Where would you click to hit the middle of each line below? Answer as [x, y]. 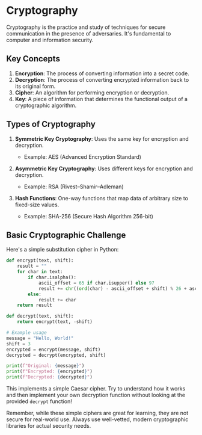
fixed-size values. [37, 205]
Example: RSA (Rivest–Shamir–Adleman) [74, 187]
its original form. [35, 86]
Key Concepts [33, 59]
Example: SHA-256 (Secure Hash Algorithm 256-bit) [88, 216]
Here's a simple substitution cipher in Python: [63, 250]
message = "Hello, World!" [40, 338]
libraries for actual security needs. [49, 426]
